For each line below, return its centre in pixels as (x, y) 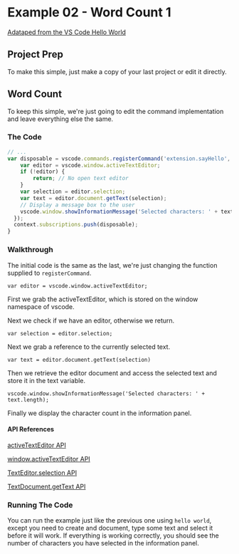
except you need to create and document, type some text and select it (110, 528)
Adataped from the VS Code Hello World (67, 32)
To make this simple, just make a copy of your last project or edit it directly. (117, 71)
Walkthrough (30, 250)
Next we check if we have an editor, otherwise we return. (91, 320)
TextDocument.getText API (47, 486)
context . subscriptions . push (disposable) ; (76, 225)
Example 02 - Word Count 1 (89, 12)
